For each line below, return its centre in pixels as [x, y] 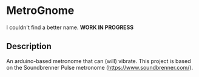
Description [29, 46]
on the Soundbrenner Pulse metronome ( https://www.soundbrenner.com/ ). [99, 67]
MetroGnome [40, 11]
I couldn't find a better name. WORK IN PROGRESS [70, 27]
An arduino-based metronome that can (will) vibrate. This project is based [99, 61]
